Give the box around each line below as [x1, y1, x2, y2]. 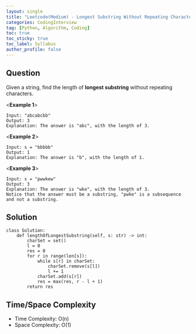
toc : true [6, 30, 30, 36]
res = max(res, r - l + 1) [37, 279, 103, 285]
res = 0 [27, 248, 45, 254]
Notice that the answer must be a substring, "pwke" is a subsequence [6, 191, 181, 197]
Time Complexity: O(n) [14, 315, 69, 322]
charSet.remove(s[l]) [47, 263, 100, 269]
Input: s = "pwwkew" [6, 176, 57, 182]
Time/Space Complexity [6, 300, 96, 309]
